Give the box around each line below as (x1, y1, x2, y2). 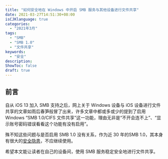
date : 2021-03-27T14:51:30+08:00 (5, 12, 75, 17)
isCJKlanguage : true (5, 17, 49, 22)
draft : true (5, 68, 30, 73)
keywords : (5, 49, 26, 54)
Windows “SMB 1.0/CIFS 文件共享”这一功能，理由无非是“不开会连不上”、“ (5, 114, 157, 120)
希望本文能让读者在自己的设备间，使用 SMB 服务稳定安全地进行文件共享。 (5, 148, 158, 154)
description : (5, 59, 33, 64)
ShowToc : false (5, 63, 37, 68)
